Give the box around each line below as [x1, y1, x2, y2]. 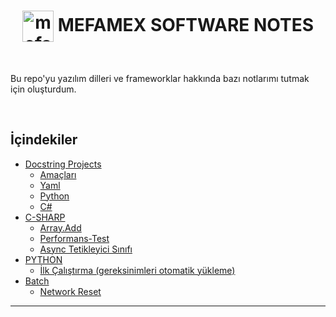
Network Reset [39, 285, 102, 297]
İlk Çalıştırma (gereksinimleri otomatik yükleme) [39, 264, 236, 276]
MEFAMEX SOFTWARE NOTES [57, 13, 314, 36]
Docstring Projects [24, 158, 102, 170]
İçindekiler [10, 131, 78, 149]
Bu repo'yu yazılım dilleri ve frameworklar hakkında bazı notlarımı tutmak [10, 72, 310, 84]
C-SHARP [24, 211, 66, 223]
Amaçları [39, 168, 77, 180]
